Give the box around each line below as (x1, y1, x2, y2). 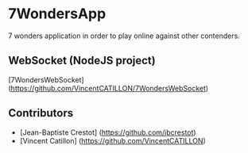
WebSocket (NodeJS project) (8, 54, 157, 67)
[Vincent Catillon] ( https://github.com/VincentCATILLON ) (19, 136, 207, 145)
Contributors (8, 106, 74, 120)
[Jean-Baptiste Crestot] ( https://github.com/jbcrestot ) (19, 128, 196, 137)
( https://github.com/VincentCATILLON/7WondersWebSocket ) (8, 83, 209, 93)
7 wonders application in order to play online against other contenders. (8, 31, 240, 40)
